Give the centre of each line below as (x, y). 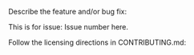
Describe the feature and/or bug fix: (67, 12)
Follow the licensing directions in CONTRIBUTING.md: (97, 42)
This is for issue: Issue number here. (69, 27)
